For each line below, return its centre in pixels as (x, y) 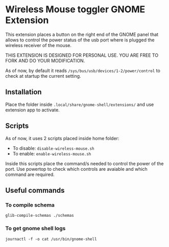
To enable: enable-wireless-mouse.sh (52, 153)
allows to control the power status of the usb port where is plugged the (80, 40)
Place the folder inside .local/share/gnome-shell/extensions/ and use (80, 104)
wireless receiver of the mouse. (39, 45)
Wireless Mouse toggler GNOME (75, 9)
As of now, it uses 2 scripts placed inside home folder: (62, 138)
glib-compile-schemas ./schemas (40, 216)
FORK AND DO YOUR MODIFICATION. (45, 60)
